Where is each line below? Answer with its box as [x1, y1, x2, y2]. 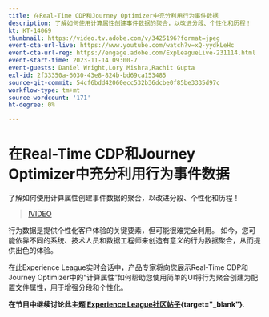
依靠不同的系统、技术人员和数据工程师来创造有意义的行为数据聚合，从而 [14, 235, 254, 245]
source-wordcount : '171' [8, 94, 91, 102]
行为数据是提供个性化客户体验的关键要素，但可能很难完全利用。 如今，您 [8, 226, 249, 235]
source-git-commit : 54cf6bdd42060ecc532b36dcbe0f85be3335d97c [8, 78, 220, 86]
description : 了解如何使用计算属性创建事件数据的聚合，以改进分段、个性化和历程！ [8, 19, 252, 27]
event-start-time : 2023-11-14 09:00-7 [8, 57, 138, 65]
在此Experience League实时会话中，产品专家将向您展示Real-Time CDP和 [8, 263, 249, 272]
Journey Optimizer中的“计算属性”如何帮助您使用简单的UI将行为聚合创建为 [8, 273, 251, 283]
